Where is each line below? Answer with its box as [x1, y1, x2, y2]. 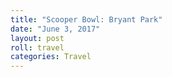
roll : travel [10, 42, 65, 53]
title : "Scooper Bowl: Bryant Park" [10, 14, 163, 25]
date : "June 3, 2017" [10, 24, 101, 34]
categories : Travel [10, 52, 92, 62]
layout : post [10, 33, 65, 43]
